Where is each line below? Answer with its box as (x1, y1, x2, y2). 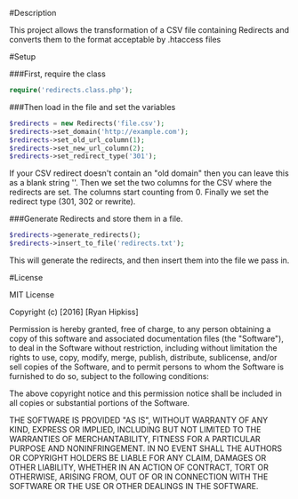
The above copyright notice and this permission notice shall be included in (9, 388, 282, 399)
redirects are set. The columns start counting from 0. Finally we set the (9, 186, 270, 198)
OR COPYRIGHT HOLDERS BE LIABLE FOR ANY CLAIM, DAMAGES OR (9, 453, 267, 463)
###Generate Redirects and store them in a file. (9, 213, 183, 225)
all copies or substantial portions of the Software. (9, 398, 189, 408)
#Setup (9, 51, 36, 61)
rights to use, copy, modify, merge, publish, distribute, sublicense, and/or (9, 352, 278, 362)
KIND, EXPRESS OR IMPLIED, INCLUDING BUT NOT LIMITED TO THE (9, 424, 262, 434)
